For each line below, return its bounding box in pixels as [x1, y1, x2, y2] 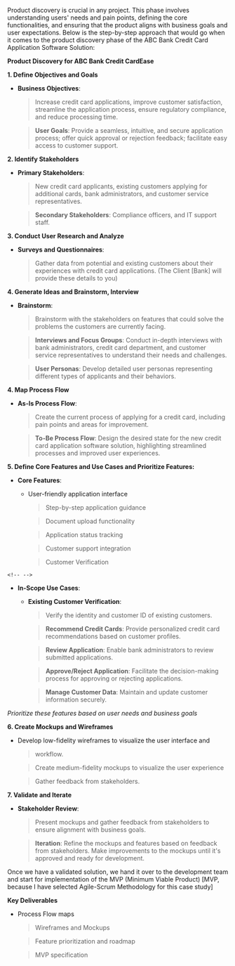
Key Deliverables [7, 896, 58, 904]
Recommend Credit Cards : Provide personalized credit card [45, 625, 220, 633]
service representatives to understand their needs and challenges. [34, 351, 227, 359]
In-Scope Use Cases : [17, 584, 81, 592]
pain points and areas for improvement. [34, 420, 149, 428]
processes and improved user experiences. [34, 449, 161, 457]
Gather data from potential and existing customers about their [34, 259, 214, 267]
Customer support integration [45, 544, 131, 553]
